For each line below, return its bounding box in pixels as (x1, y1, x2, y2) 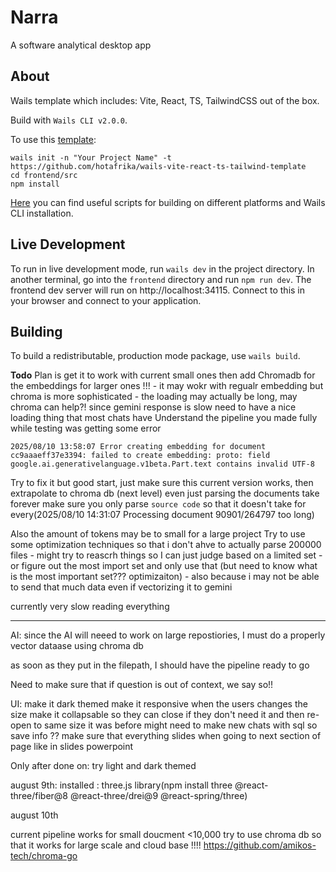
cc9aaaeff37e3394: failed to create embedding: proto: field (10, 451, 271, 461)
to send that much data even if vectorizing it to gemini (10, 581, 233, 593)
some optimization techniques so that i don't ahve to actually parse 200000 (10, 539, 322, 551)
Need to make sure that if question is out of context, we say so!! (10, 679, 274, 691)
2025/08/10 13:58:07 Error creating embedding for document (10, 442, 267, 452)
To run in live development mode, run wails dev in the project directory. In (10, 262, 315, 275)
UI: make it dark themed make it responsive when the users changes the (10, 698, 308, 710)
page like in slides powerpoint (10, 741, 134, 753)
